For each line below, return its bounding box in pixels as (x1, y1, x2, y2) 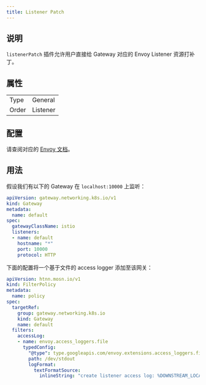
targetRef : (12, 304, 40, 310)
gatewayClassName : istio (12, 223, 75, 230)
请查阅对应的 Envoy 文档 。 (6, 145, 74, 153)
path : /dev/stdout (28, 356, 75, 362)
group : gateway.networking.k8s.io (17, 310, 105, 316)
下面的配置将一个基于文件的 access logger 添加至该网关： (6, 264, 153, 271)
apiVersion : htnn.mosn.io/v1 (6, 276, 81, 282)
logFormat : (28, 361, 56, 368)
